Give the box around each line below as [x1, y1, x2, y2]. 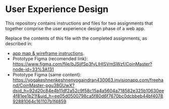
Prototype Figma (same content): [12, 71, 82, 77]
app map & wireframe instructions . [12, 50, 85, 56]
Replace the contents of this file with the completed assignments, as [5, 35, 147, 41]
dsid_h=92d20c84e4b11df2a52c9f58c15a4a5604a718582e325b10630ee [12, 87, 164, 93]
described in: [5, 40, 33, 46]
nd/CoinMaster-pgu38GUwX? [12, 82, 75, 88]
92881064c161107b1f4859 [12, 98, 67, 104]
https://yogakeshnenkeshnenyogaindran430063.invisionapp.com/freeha [12, 77, 164, 83]
